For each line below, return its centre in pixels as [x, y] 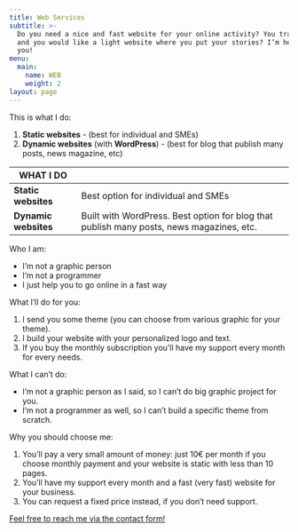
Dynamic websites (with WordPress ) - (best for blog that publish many [153, 144]
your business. [49, 492]
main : [27, 67]
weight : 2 [43, 83]
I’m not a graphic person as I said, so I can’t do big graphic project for [149, 391]
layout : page [33, 91]
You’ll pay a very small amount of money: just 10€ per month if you [144, 454]
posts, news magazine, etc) [72, 153]
